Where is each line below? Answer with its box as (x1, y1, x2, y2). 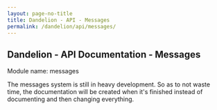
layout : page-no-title (7, 10, 73, 17)
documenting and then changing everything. (7, 95, 134, 104)
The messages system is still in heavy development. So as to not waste (7, 80, 210, 89)
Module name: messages (7, 67, 80, 75)
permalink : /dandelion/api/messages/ (7, 23, 116, 30)
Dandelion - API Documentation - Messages (7, 48, 201, 60)
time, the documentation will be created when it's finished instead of (7, 88, 203, 96)
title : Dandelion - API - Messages (7, 17, 110, 24)
